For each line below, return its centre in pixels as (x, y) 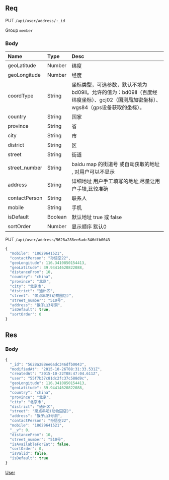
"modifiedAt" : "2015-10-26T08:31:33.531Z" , (56, 369)
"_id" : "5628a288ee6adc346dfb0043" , (48, 364)
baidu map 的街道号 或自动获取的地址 (116, 165)
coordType (21, 96)
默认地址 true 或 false (97, 218)
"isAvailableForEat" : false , (40, 444)
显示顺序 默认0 (89, 227)
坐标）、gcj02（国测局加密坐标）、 (121, 100)
